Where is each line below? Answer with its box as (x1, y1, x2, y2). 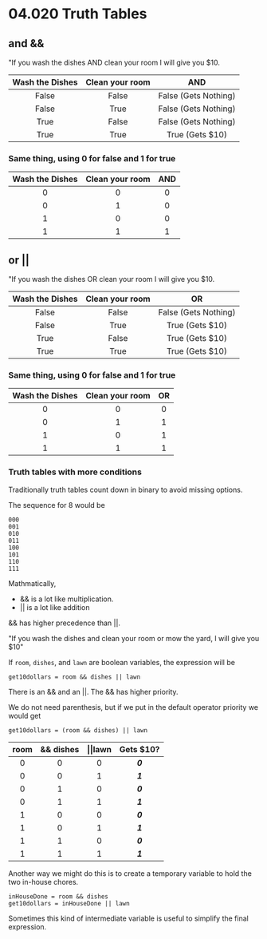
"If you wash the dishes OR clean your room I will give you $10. (8, 275, 215, 284)
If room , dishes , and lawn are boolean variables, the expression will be (8, 657, 235, 667)
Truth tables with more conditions (8, 466, 142, 477)
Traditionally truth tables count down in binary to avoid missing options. (8, 485, 243, 494)
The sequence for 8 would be (8, 500, 105, 509)
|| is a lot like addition (19, 602, 90, 612)
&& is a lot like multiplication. (19, 594, 114, 604)
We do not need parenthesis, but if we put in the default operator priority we (8, 702, 259, 711)
